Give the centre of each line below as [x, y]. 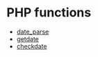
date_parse [33, 32]
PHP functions [49, 13]
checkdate [32, 46]
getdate [28, 38]
